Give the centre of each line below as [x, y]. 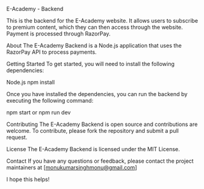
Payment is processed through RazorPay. [59, 34]
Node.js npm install [31, 82]
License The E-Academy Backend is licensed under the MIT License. [93, 149]
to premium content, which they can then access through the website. [95, 27]
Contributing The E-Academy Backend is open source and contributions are [102, 124]
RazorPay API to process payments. [51, 52]
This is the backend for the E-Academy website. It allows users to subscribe [102, 20]
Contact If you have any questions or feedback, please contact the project [100, 161]
